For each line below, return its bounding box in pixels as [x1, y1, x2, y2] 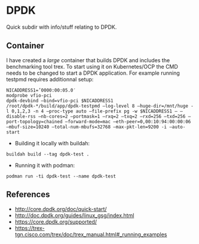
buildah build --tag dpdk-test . [6, 151, 90, 157]
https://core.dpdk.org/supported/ [14, 218, 97, 225]
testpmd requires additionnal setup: [6, 75, 94, 83]
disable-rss [6, 113, 36, 120]
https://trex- [14, 224, 45, 231]
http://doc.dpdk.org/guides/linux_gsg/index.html [14, 212, 134, 219]
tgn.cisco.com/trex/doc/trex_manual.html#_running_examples [14, 231, 167, 238]
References [6, 190, 50, 200]
